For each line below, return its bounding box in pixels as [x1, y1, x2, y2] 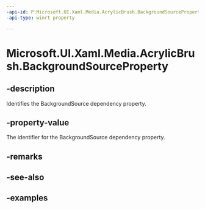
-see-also [6, 172, 45, 183]
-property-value [6, 117, 70, 128]
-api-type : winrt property [6, 15, 75, 21]
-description [6, 84, 55, 94]
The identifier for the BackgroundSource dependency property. [6, 134, 166, 141]
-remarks [6, 151, 43, 162]
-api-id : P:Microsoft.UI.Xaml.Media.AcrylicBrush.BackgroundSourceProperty [6, 9, 203, 15]
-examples [6, 193, 48, 204]
